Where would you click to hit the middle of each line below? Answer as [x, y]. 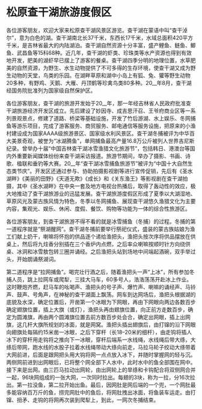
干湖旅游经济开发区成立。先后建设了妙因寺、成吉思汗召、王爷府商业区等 [96, 111]
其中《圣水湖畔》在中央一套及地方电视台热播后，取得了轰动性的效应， [103, 186]
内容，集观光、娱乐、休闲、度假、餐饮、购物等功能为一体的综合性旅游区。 [98, 208]
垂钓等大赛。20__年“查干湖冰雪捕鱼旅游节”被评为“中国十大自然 [110, 163]
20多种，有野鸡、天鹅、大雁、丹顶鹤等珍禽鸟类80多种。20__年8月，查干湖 [99, 83]
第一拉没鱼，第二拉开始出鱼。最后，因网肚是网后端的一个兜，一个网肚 [103, 385]
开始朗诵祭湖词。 [38, 259]
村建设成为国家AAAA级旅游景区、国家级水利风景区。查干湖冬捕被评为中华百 [101, 133]
